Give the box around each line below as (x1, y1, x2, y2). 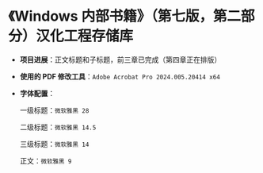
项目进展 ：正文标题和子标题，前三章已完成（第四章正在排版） (19, 55, 222, 64)
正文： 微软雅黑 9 (19, 156, 72, 165)
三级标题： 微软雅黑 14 (19, 139, 90, 148)
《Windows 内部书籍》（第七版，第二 (8, 7, 242, 25)
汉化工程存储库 (36, 27, 134, 45)
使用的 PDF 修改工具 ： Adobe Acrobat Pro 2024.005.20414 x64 (19, 71, 220, 81)
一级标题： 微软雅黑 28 (19, 105, 90, 115)
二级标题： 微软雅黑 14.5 (19, 122, 97, 132)
